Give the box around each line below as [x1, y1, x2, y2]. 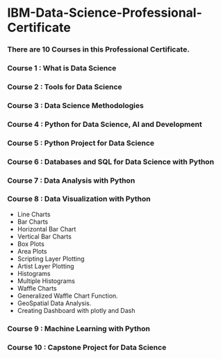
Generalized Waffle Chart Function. [17, 291, 118, 300]
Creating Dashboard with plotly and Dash [17, 306, 136, 314]
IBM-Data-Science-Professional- [7, 5, 203, 21]
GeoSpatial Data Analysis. [17, 298, 92, 307]
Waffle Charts [17, 284, 57, 292]
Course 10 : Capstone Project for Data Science [7, 342, 167, 352]
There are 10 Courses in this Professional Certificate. [7, 45, 190, 54]
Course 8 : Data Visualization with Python [7, 194, 151, 204]
